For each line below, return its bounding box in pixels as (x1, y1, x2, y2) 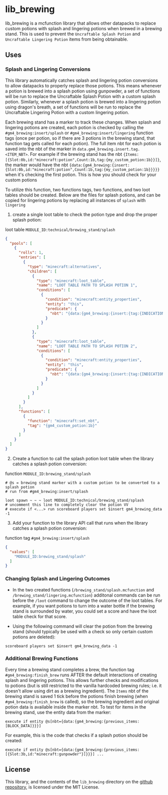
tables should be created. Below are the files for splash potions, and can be (5, 192, 161, 198)
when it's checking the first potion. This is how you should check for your (5, 171, 156, 177)
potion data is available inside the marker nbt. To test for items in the (5, 704, 146, 710)
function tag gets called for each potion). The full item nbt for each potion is (5, 140, 161, 146)
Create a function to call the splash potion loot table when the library (12, 455, 154, 461)
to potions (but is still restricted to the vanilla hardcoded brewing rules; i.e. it (5, 682, 162, 688)
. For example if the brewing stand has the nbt (27, 151, 122, 157)
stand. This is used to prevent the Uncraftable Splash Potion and (5, 31, 140, 37)
